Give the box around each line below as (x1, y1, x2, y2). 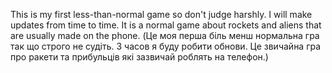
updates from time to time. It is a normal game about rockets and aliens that (10, 19, 322, 31)
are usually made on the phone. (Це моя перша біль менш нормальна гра (10, 30, 320, 41)
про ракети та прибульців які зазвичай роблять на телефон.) (10, 51, 269, 63)
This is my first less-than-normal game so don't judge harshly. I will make (10, 9, 313, 20)
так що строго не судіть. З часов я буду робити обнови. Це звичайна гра (10, 40, 322, 52)
